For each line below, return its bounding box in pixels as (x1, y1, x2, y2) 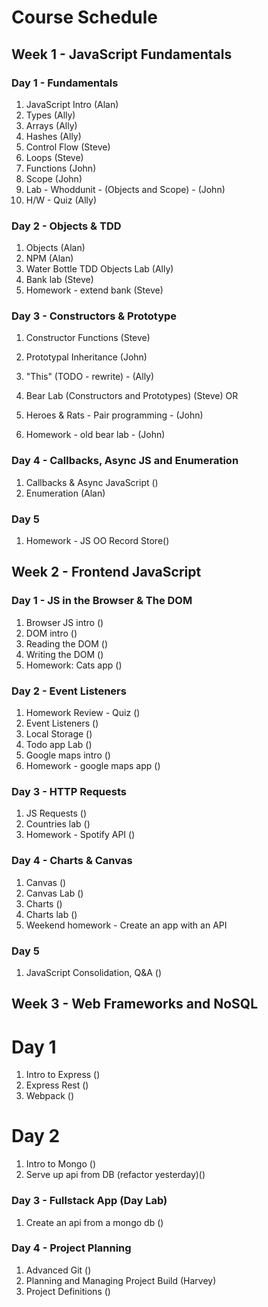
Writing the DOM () (25, 648, 104, 660)
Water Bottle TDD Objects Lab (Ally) (25, 263, 174, 275)
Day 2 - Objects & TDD (11, 219, 122, 233)
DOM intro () (25, 627, 78, 639)
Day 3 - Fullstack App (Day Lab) (11, 1194, 168, 1208)
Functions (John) (25, 162, 97, 174)
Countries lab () (25, 818, 91, 830)
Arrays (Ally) (25, 119, 78, 131)
